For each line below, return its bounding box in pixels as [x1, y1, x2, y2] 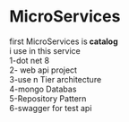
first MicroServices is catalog [9, 36, 118, 47]
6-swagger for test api [9, 102, 92, 113]
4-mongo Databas [9, 83, 77, 94]
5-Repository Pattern [9, 92, 87, 104]
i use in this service [9, 45, 81, 56]
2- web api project [9, 65, 78, 75]
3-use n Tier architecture [9, 74, 102, 84]
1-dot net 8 [9, 55, 50, 65]
